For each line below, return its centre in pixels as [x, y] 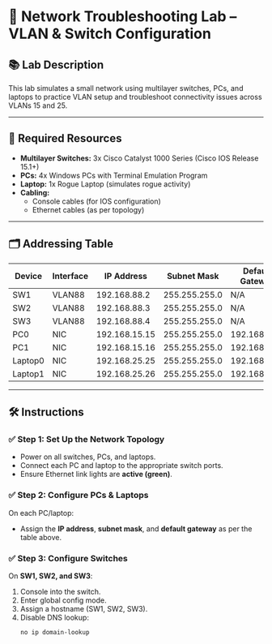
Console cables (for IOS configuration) [97, 201]
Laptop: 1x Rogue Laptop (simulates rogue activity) [105, 184]
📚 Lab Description [56, 64]
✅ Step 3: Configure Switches [68, 558]
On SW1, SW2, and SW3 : [51, 576]
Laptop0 [28, 360]
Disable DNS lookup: [54, 617]
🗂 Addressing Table [61, 244]
